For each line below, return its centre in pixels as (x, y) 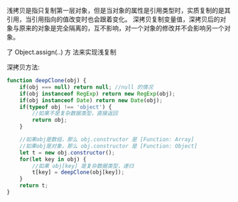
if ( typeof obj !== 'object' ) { (66, 107)
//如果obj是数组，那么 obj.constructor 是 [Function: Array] (107, 140)
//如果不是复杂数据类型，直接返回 (75, 113)
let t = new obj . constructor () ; (67, 152)
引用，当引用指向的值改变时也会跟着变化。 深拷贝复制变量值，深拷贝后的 (113, 19)
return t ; (34, 186)
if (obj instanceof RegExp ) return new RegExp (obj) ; (97, 94)
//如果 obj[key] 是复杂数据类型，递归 (83, 166)
